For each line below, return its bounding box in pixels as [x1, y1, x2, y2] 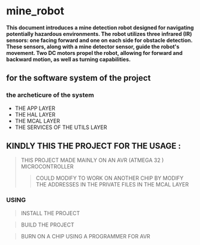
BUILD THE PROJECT [20, 221, 75, 228]
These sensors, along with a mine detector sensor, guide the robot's [6, 43, 180, 50]
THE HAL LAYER [14, 111, 56, 118]
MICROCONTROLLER [20, 163, 74, 170]
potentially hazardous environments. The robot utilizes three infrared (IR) [6, 30, 192, 37]
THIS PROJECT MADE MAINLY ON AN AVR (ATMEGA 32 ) [20, 157, 164, 164]
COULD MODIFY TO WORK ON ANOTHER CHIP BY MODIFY [35, 174, 184, 182]
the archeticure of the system [6, 91, 95, 99]
